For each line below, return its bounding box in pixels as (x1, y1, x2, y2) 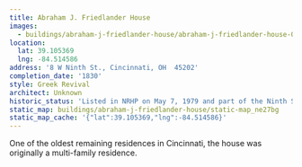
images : (9, 22, 39, 31)
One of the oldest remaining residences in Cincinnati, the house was (9, 138, 262, 149)
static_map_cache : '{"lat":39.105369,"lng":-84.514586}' (9, 113, 227, 122)
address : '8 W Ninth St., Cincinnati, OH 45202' (9, 64, 200, 73)
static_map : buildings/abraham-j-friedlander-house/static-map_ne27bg (9, 105, 280, 114)
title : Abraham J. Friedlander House (9, 13, 151, 22)
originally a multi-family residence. (9, 147, 138, 158)
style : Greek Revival (9, 80, 91, 89)
